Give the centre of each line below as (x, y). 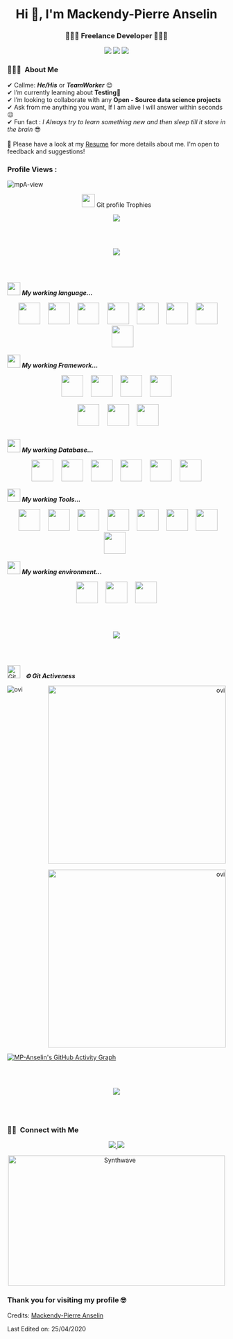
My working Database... (58, 450)
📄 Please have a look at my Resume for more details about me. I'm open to (113, 144)
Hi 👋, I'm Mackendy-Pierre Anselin (116, 14)
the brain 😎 (24, 129)
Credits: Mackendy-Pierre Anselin (55, 1315)
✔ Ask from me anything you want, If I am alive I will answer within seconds (115, 107)
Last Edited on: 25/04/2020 (47, 1329)
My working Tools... (51, 500)
